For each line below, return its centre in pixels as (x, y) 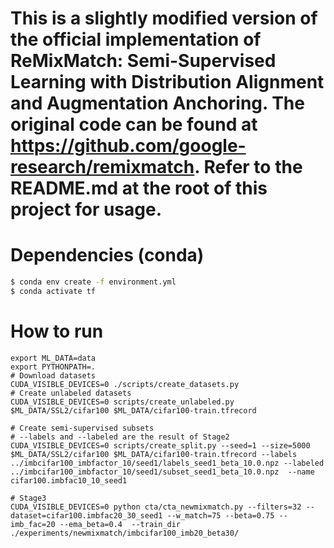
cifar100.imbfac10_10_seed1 (69, 480)
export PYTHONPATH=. (53, 367)
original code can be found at (134, 124)
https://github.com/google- (128, 146)
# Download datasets (53, 375)
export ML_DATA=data (53, 358)
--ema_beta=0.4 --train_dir (120, 524)
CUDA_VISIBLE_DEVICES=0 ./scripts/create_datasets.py (125, 384)
